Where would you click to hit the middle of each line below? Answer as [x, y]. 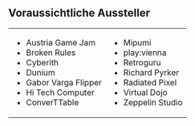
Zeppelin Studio [153, 102]
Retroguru [142, 62]
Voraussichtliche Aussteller [79, 13]
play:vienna [145, 53]
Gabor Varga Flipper [64, 82]
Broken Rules [51, 53]
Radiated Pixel [150, 82]
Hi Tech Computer [60, 93]
